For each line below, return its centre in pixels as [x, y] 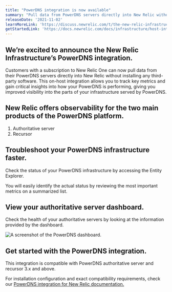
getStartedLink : [23, 29]
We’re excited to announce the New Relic [72, 50]
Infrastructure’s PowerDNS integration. [69, 58]
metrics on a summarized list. [36, 191]
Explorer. [15, 176]
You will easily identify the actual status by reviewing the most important [81, 185]
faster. [16, 158]
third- [157, 75]
